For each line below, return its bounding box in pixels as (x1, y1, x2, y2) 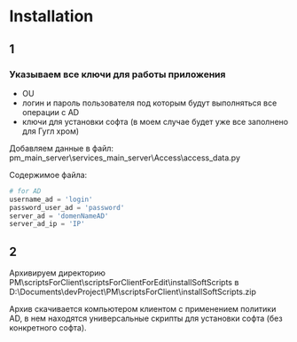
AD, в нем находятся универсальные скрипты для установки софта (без (9, 313, 283, 324)
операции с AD (21, 106, 80, 117)
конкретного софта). (9, 323, 87, 333)
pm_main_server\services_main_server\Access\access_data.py (9, 152, 241, 163)
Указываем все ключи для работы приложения (9, 68, 226, 81)
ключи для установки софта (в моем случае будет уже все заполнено (21, 116, 289, 127)
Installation (9, 6, 94, 27)
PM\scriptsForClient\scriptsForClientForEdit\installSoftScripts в (9, 277, 239, 288)
